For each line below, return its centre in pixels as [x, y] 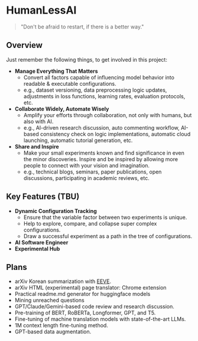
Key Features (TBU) [43, 197]
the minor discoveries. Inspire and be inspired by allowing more [101, 159]
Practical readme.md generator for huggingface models [82, 294]
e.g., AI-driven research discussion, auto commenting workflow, [101, 127]
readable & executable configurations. [70, 83]
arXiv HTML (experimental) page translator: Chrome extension [90, 288]
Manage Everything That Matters [56, 71]
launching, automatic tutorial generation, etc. [78, 140]
